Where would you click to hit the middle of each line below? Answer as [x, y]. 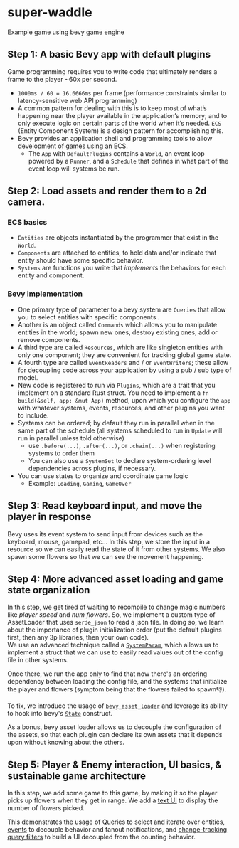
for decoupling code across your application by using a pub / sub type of [124, 370]
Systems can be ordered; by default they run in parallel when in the [116, 423]
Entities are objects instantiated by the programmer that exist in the [118, 238]
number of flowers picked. [46, 808]
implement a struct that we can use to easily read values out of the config [115, 652]
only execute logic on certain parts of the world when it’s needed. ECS [119, 123]
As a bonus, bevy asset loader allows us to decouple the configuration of [115, 727]
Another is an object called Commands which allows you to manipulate [117, 324]
